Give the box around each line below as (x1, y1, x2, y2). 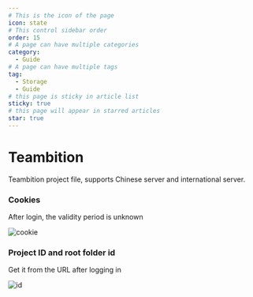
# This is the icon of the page (8, 11, 114, 20)
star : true (8, 115, 44, 122)
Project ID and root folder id (8, 247, 116, 258)
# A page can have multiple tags (8, 63, 118, 71)
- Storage (15, 77, 47, 85)
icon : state (8, 19, 47, 27)
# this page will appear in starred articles (8, 107, 160, 115)
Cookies (8, 194, 41, 205)
